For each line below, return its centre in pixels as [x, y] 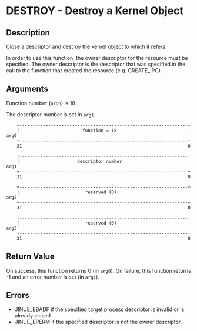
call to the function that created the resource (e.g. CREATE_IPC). [84, 71]
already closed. [33, 316]
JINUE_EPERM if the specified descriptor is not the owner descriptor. [98, 322]
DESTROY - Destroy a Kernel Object [95, 11]
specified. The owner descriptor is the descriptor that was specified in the [96, 64]
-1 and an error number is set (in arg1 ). [53, 277]
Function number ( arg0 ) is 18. [41, 103]
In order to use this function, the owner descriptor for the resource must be [97, 58]
